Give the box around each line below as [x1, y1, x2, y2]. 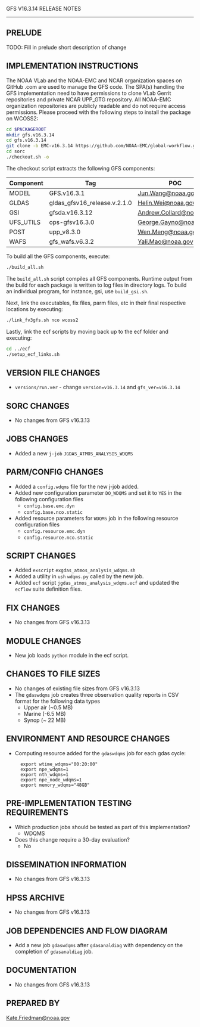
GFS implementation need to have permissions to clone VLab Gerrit [6, 89, 171, 97]
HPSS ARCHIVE [6, 892, 65, 902]
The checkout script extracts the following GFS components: [6, 165, 155, 172]
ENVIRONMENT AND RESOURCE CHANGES [6, 734, 170, 744]
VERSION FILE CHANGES [6, 368, 101, 378]
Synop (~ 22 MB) [23, 716, 66, 724]
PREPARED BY [6, 998, 60, 1009]
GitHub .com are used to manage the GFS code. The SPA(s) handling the [6, 83, 185, 90]
